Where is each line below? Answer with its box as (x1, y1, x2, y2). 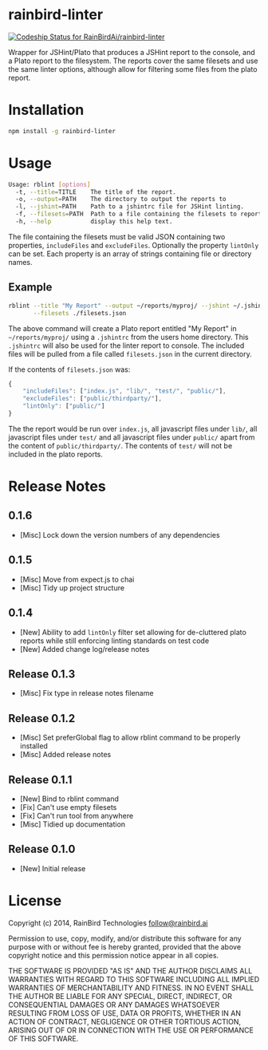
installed (19, 741, 48, 751)
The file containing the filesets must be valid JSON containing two (8, 231, 226, 241)
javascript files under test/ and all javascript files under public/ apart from (8, 432, 255, 442)
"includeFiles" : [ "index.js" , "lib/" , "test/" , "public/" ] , (22, 387, 227, 396)
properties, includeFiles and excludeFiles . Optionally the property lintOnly (8, 240, 259, 250)
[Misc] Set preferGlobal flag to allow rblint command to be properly (19, 732, 241, 743)
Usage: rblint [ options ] (8, 180, 91, 188)
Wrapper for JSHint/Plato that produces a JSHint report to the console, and (8, 47, 255, 57)
